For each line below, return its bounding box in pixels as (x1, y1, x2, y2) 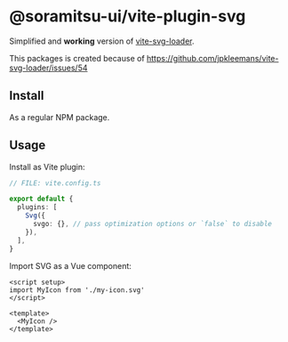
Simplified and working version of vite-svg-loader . (9, 36, 195, 46)
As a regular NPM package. (9, 111, 110, 122)
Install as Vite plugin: (9, 161, 85, 172)
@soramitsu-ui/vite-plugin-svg (9, 6, 246, 27)
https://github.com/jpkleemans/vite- (146, 53, 279, 63)
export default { (9, 194, 74, 204)
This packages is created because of (9, 53, 145, 63)
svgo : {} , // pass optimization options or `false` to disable (32, 220, 273, 229)
